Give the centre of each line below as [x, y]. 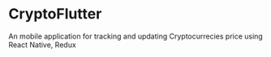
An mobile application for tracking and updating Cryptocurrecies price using [136, 36]
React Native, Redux [43, 44]
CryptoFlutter [55, 14]
